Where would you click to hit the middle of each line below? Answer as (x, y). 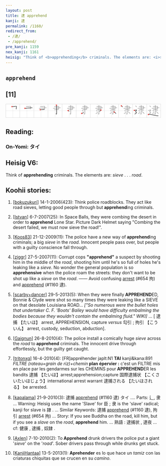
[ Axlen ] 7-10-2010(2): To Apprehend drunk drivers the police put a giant (86, 438)
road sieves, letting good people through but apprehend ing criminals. (83, 208)
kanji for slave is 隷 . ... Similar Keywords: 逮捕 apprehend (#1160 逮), (82, 410)
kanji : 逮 (15, 21)
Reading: (20, 131)
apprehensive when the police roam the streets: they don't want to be (84, 273)
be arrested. (35, 387)
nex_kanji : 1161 (22, 52)
